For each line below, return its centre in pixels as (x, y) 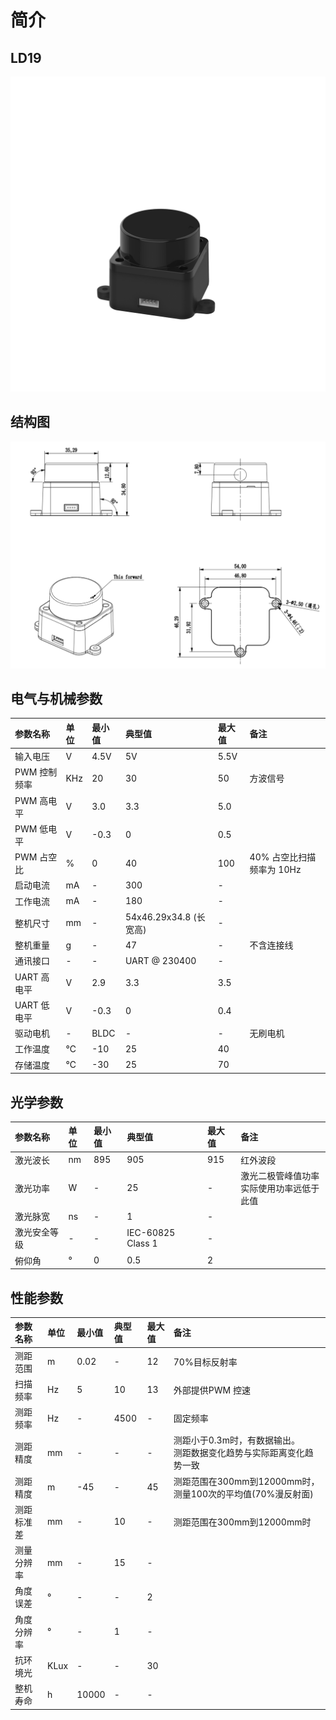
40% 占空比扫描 (283, 857)
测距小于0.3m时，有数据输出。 (236, 1440)
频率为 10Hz (275, 870)
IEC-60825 (151, 1233)
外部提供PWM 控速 (212, 1390)
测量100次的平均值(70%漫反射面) (243, 1493)
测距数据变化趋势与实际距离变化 (239, 1453)
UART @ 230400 (160, 960)
